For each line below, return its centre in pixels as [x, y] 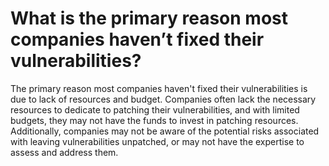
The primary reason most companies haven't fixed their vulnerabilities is [159, 88]
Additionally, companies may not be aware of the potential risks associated [165, 131]
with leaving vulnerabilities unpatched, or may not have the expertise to [157, 141]
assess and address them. [64, 152]
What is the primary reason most [149, 18]
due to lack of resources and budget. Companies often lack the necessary [163, 99]
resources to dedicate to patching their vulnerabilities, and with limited [155, 109]
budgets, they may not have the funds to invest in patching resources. [154, 120]
